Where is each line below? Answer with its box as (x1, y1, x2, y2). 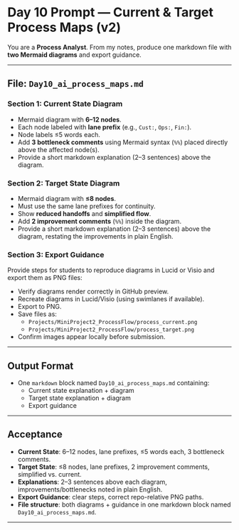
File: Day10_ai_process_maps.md (7, 77, 144, 90)
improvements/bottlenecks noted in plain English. (17, 485, 163, 494)
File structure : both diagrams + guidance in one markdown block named (17, 500, 231, 509)
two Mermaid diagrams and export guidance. (7, 50, 142, 59)
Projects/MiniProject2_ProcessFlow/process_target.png (28, 326, 194, 334)
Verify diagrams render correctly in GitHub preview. (17, 287, 169, 296)
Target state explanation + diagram (28, 394, 132, 402)
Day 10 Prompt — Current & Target (7, 4, 213, 21)
